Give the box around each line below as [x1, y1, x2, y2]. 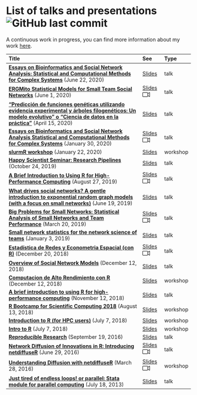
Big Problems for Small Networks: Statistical [8, 208, 120, 215]
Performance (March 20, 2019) [8, 220, 87, 227]
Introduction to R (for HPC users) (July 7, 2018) [8, 317, 128, 324]
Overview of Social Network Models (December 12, [8, 260, 137, 267]
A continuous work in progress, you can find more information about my [6, 36, 180, 43]
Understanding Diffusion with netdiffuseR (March [8, 359, 132, 366]
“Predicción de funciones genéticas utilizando [8, 101, 125, 108]
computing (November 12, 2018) [42, 294, 125, 301]
